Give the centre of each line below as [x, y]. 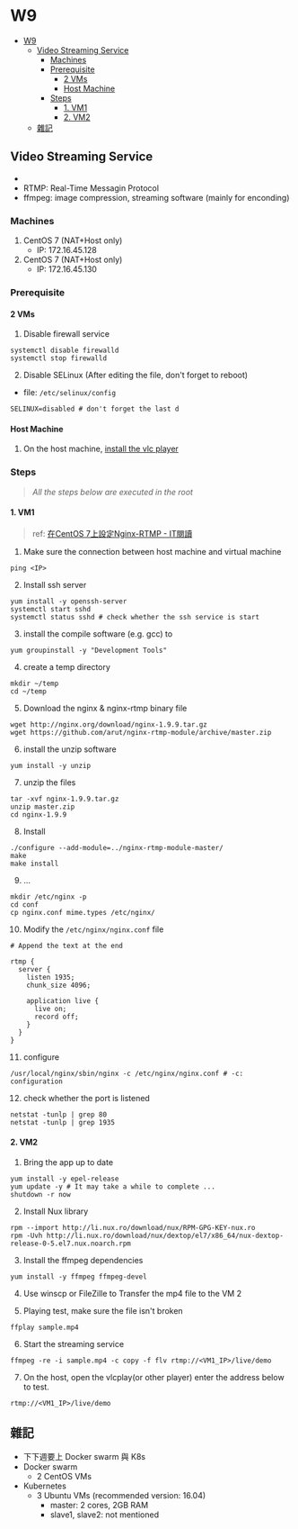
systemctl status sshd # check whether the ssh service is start [135, 617]
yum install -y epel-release [65, 1179]
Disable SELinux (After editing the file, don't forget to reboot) [136, 375]
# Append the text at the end [67, 945]
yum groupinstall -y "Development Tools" [89, 650]
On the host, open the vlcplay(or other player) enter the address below [154, 1378]
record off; [56, 1017]
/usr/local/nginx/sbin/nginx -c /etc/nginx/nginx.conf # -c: [127, 1073]
